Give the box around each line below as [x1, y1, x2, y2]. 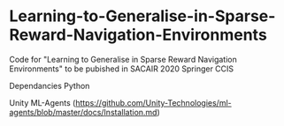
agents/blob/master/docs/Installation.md [9, 107, 157, 117]
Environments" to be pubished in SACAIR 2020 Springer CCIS [9, 63, 234, 74]
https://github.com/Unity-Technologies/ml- [74, 97, 232, 107]
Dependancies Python [9, 80, 90, 91]
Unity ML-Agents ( [9, 97, 76, 107]
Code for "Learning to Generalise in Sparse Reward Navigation [9, 54, 237, 64]
